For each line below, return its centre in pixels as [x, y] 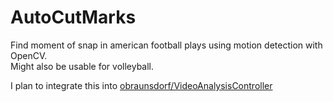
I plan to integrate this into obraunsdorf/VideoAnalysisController [141, 85]
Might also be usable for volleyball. [82, 66]
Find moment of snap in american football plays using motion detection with [166, 45]
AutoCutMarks [73, 17]
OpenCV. [29, 55]
